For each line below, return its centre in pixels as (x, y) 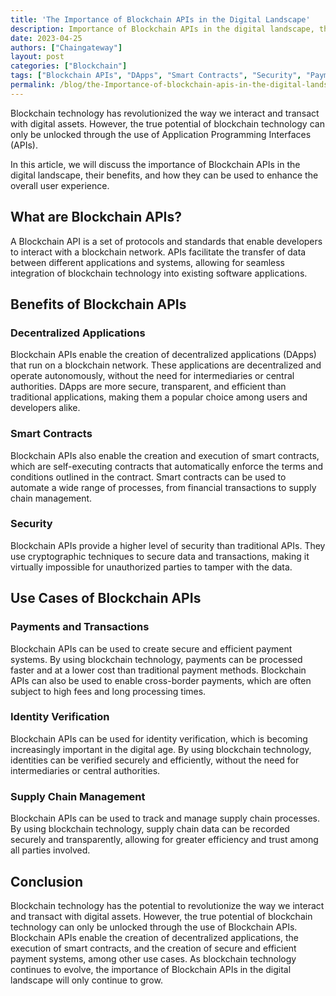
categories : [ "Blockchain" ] (69, 66)
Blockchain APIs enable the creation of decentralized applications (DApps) (163, 355)
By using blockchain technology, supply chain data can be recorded (150, 829)
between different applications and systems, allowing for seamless (147, 262)
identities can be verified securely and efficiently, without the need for (155, 760)
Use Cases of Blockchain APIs (106, 598)
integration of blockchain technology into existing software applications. (159, 273)
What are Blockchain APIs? (96, 217)
